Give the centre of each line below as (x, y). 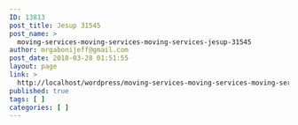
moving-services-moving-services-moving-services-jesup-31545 (134, 42)
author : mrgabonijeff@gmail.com (69, 50)
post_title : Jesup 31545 (55, 26)
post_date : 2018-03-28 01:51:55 (69, 58)
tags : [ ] (27, 99)
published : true (39, 91)
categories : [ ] (39, 107)
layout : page (33, 67)
